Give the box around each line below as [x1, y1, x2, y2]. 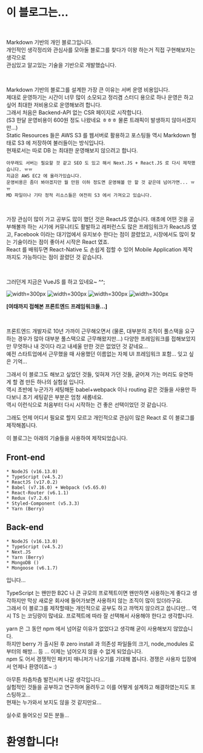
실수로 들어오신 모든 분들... [6, 711, 70, 718]
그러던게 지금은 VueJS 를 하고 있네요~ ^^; [6, 278, 105, 285]
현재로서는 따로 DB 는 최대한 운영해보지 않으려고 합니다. [6, 146, 138, 154]
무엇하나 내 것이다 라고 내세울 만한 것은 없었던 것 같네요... [12, 342, 148, 350]
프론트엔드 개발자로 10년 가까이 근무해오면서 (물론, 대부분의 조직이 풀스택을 [6, 327, 184, 335]
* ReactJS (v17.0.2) [6, 479, 59, 485]
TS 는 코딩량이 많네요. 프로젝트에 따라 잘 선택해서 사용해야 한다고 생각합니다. [12, 612, 194, 619]
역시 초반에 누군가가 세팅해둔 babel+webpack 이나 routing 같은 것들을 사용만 [6, 386, 190, 393]
